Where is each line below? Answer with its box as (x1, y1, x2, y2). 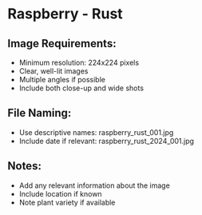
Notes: (7, 159, 42, 173)
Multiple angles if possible (18, 75, 105, 84)
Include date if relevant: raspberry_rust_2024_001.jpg (18, 136, 195, 145)
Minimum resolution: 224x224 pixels (18, 58, 140, 67)
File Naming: (7, 106, 72, 120)
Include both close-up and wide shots (18, 83, 145, 93)
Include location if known (18, 189, 102, 198)
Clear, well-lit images (18, 66, 89, 76)
